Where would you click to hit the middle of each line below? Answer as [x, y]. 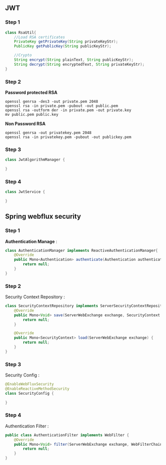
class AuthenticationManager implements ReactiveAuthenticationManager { [82, 250]
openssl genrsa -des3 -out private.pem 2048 [52, 101]
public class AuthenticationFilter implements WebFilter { [67, 435]
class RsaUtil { [21, 32]
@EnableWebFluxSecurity [30, 384]
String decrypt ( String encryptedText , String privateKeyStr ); [79, 64]
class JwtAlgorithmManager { [35, 160]
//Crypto [23, 55]
